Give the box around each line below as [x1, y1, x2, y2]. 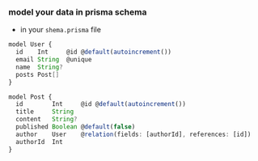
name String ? [15, 63, 63, 71]
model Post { [8, 92, 53, 101]
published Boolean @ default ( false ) [15, 123, 136, 131]
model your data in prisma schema [8, 6, 147, 18]
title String [15, 108, 74, 116]
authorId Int [15, 138, 63, 146]
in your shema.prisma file [19, 25, 101, 35]
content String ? [15, 116, 78, 124]
